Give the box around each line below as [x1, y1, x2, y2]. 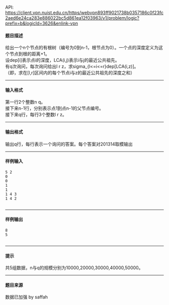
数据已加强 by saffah [5, 294, 48, 300]
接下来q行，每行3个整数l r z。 [5, 112, 67, 118]
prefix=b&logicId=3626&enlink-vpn [5, 20, 78, 26]
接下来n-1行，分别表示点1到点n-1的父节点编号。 [5, 105, 104, 111]
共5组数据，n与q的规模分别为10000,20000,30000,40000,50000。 [5, 265, 143, 271]
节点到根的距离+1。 [9, 51, 50, 57]
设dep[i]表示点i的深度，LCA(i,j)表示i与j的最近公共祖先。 [5, 57, 120, 63]
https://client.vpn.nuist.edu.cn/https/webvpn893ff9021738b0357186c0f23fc [5, 10, 164, 16]
